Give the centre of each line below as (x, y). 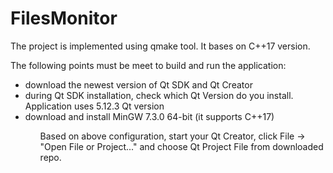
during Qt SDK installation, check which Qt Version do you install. (159, 95)
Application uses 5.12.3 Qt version (94, 106)
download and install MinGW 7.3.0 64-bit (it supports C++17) (149, 116)
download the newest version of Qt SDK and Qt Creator (138, 84)
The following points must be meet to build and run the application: (148, 65)
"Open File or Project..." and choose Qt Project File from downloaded (181, 146)
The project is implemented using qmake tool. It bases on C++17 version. (160, 46)
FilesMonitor (64, 18)
